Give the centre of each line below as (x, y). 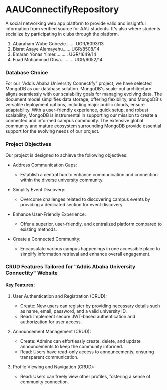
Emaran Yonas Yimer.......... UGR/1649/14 (54, 54)
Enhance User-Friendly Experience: (49, 214)
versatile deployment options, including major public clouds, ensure (75, 105)
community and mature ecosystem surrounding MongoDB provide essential (83, 126)
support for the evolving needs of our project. (52, 131)
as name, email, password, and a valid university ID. (73, 311)
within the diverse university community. (62, 180)
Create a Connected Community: (46, 239)
